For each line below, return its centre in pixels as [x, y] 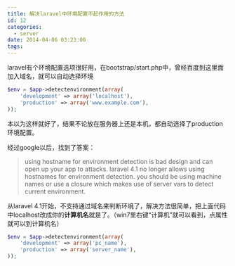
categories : [25, 27]
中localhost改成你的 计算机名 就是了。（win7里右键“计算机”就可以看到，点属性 [117, 215]
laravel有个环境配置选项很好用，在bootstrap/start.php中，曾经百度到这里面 [116, 67]
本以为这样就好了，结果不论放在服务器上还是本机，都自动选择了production [115, 123]
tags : [15, 46]
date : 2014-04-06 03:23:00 [47, 40]
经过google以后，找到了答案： [51, 147]
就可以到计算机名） [35, 223]
